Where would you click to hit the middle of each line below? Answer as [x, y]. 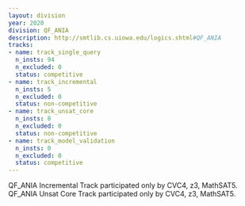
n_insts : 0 [33, 148]
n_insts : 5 [33, 89]
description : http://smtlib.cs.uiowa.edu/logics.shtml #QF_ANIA [115, 38]
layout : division [37, 15]
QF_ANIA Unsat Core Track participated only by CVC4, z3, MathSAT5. [122, 194]
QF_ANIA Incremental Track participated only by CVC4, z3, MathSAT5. [123, 185]
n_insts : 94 [35, 60]
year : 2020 [26, 23]
